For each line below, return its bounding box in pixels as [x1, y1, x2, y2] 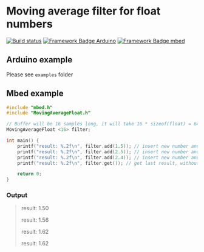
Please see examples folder [6, 71, 73, 78]
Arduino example [6, 55, 73, 65]
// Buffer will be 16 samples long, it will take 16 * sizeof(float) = [6, 121, 191, 127]
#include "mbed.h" [6, 104, 53, 110]
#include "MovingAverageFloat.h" [6, 110, 91, 116]
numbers [6, 17, 53, 31]
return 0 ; [17, 171, 42, 177]
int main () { [6, 138, 39, 144]
